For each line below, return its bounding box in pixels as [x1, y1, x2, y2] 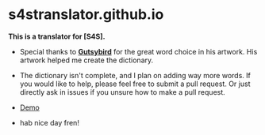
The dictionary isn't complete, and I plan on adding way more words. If [19, 70, 252, 80]
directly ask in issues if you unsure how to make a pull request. [19, 87, 226, 96]
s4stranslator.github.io [8, 6, 164, 24]
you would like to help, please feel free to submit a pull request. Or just [19, 79, 251, 88]
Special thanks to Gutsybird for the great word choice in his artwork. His [19, 47, 258, 56]
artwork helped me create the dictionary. [19, 55, 154, 65]
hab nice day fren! [19, 118, 79, 127]
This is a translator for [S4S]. [8, 32, 106, 41]
